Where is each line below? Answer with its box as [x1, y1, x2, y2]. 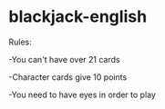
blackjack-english [8, 6, 148, 27]
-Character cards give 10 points [8, 71, 128, 83]
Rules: [8, 36, 33, 47]
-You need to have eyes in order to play [8, 89, 157, 100]
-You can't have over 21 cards [8, 54, 120, 64]
